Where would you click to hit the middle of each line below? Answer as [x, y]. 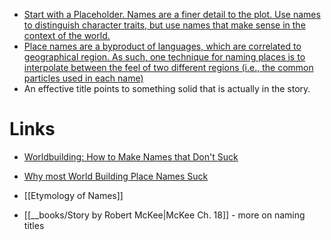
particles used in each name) [83, 78]
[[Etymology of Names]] [73, 195]
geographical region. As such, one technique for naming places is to [164, 57]
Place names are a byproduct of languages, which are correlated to [162, 46]
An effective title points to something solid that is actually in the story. [167, 88]
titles [34, 225]
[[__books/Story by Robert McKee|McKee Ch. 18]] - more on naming [164, 215]
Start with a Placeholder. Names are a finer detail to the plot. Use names [172, 14]
